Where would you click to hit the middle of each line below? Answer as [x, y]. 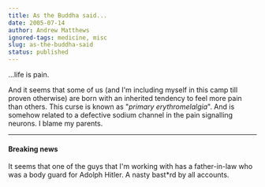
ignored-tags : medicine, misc [58, 37]
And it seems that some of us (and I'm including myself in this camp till [123, 90]
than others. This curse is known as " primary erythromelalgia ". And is [121, 107]
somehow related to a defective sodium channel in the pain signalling [121, 115]
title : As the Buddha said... [58, 15]
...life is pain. [29, 75]
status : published [38, 52]
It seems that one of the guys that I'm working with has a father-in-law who [131, 166]
